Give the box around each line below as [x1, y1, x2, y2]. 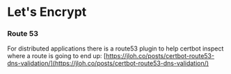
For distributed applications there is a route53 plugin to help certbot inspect [7, 44, 224, 53]
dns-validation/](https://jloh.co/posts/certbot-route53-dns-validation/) [7, 59, 209, 68]
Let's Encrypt [7, 4, 87, 20]
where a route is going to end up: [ [7, 52, 106, 60]
